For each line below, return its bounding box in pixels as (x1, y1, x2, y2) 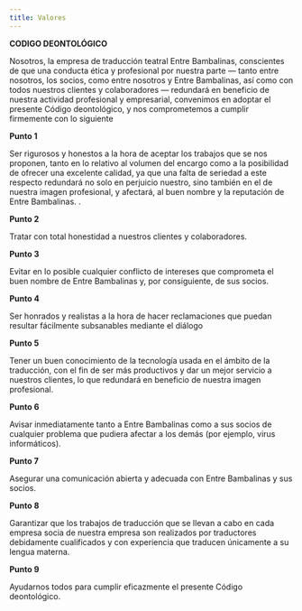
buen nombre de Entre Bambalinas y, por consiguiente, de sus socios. (9, 275, 269, 286)
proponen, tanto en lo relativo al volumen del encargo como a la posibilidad (9, 157, 289, 168)
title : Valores (9, 13, 67, 23)
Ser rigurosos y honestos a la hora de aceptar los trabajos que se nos (9, 148, 268, 159)
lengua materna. (9, 546, 70, 557)
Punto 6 (9, 401, 40, 412)
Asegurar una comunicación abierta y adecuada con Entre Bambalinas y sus (9, 473, 293, 484)
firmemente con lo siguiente (9, 113, 114, 124)
